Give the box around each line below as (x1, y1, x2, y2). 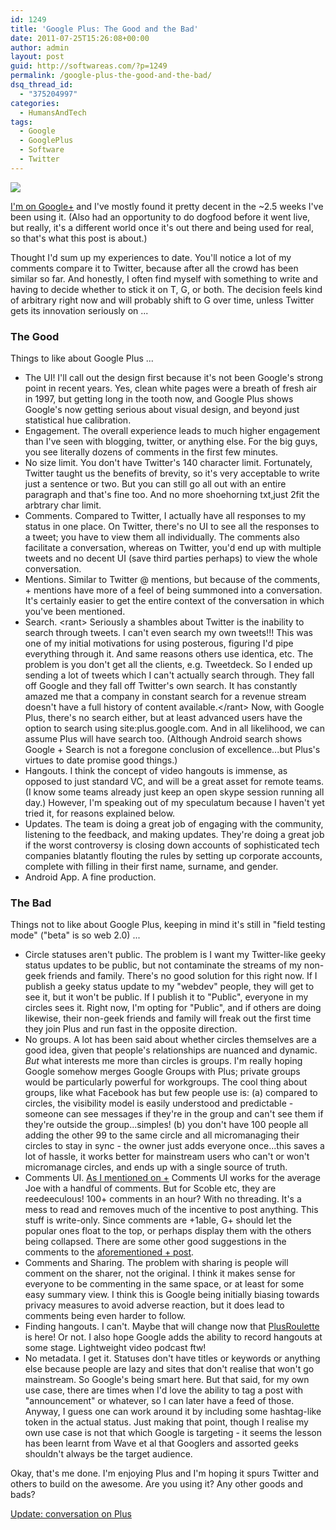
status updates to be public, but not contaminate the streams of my (24, 959, 302, 971)
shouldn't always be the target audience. (24, 1448, 193, 1460)
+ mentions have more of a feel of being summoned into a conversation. (24, 584, 323, 596)
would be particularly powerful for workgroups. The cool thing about (24, 1076, 308, 1088)
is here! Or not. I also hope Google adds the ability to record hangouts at (24, 1331, 323, 1343)
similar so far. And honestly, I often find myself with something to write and (10, 272, 319, 285)
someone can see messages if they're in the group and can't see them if (24, 1108, 324, 1120)
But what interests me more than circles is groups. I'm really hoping (24, 1055, 303, 1067)
